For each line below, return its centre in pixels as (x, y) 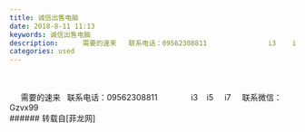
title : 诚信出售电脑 (44, 18)
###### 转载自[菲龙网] (53, 118)
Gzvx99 (24, 108)
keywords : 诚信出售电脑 (50, 34)
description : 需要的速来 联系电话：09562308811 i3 (143, 43)
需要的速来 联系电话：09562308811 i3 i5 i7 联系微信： (151, 98)
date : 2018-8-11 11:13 (52, 26)
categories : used (42, 52)
